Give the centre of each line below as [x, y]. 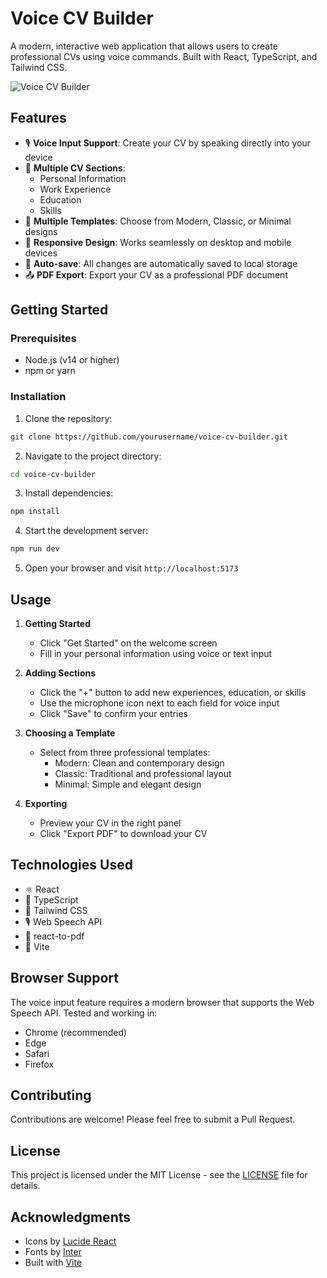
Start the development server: [86, 531]
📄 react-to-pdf [54, 936]
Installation [38, 397]
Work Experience [75, 189]
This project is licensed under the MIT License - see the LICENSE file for [159, 1175]
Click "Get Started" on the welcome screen [128, 643]
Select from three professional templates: [125, 753]
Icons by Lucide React [70, 1241]
